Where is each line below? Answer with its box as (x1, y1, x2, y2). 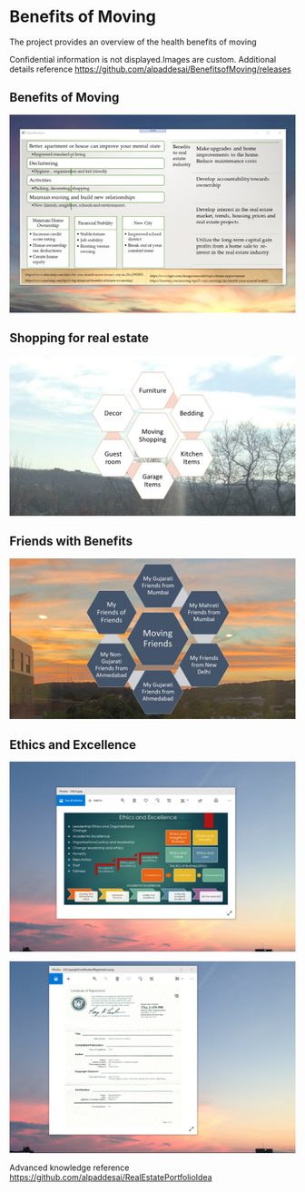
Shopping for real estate (9, 330, 150, 346)
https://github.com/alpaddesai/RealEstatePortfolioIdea (9, 1171, 212, 1182)
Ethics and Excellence (9, 737, 137, 753)
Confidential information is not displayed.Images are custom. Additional (9, 54, 277, 64)
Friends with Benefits (9, 534, 133, 549)
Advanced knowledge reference (9, 1162, 130, 1173)
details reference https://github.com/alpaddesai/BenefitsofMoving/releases (9, 64, 292, 74)
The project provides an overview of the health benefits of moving (9, 36, 257, 47)
